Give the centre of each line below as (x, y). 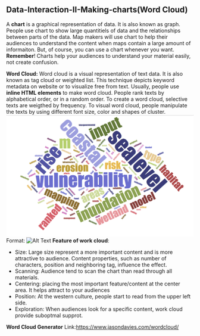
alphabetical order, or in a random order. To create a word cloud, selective (97, 99)
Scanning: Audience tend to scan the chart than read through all (93, 271)
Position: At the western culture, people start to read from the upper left (103, 297)
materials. (27, 278)
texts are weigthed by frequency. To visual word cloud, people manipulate (97, 105)
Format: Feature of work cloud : (58, 241)
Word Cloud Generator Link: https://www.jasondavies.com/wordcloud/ (93, 327)
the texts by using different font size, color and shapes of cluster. (86, 111)
